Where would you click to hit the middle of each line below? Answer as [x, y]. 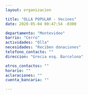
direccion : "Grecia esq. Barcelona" [44, 56]
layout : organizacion [28, 10]
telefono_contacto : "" [29, 52]
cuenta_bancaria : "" [27, 80]
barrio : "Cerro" [23, 38]
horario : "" [18, 71]
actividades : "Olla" [27, 43]
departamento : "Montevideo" [35, 33]
